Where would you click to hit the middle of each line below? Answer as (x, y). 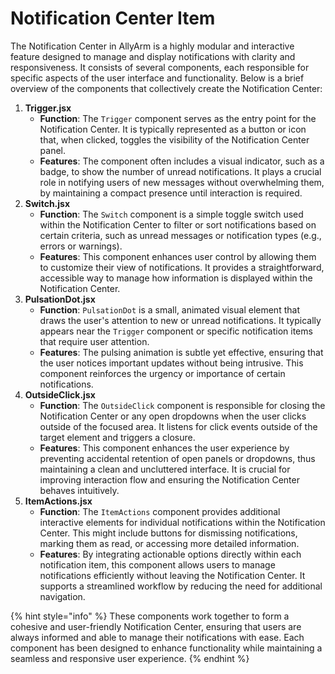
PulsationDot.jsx (60, 299)
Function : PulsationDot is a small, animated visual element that (169, 309)
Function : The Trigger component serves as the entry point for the (178, 118)
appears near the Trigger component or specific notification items (176, 331)
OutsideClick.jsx (60, 394)
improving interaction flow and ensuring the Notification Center (169, 479)
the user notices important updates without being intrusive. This (171, 363)
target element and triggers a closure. (117, 437)
